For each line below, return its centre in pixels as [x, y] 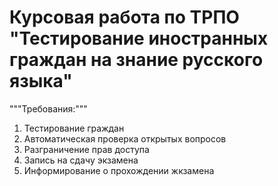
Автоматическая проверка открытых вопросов [125, 138]
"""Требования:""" [48, 108]
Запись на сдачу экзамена [81, 160]
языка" [41, 81]
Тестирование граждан [74, 128]
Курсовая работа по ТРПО [124, 17]
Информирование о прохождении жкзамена [119, 170]
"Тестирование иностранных [139, 38]
